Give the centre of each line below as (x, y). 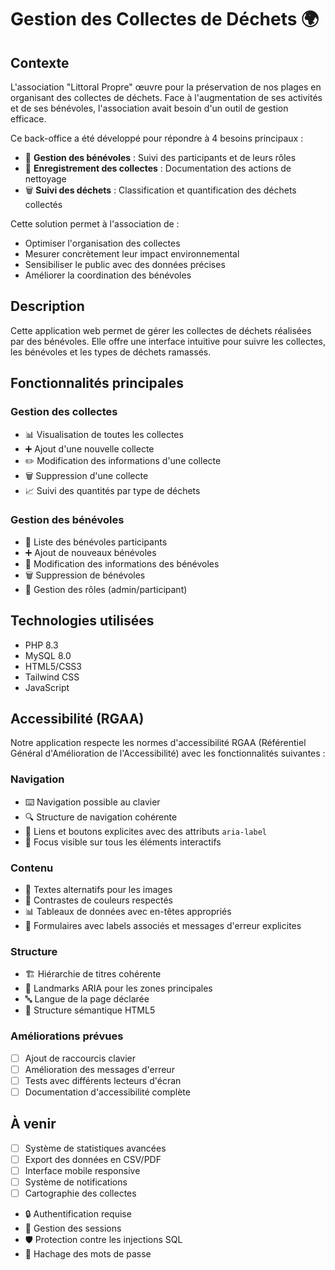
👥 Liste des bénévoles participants (96, 542)
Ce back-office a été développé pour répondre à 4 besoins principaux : (157, 138)
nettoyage (45, 179)
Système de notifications (76, 1182)
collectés (43, 204)
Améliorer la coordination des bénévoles (108, 275)
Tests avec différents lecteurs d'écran (103, 1080)
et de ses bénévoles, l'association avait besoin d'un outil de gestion (149, 108)
